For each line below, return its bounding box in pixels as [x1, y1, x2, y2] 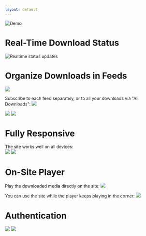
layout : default [5, 7, 38, 12]
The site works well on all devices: [5, 144, 73, 150]
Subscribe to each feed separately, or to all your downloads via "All [5, 95, 139, 101]
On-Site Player [5, 166, 65, 177]
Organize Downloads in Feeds [5, 70, 127, 81]
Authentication [5, 210, 67, 221]
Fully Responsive [5, 128, 75, 139]
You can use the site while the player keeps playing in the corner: [5, 193, 135, 199]
